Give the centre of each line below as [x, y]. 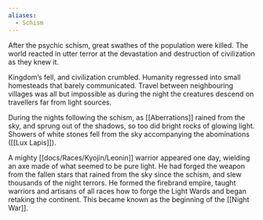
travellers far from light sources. [60, 102]
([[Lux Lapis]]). [32, 142]
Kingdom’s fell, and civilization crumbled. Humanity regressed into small [124, 77]
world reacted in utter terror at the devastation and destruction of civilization [131, 53]
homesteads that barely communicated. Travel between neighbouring [121, 85]
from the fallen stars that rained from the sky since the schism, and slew [125, 174]
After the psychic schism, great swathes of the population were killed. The [128, 45]
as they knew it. [34, 62]
